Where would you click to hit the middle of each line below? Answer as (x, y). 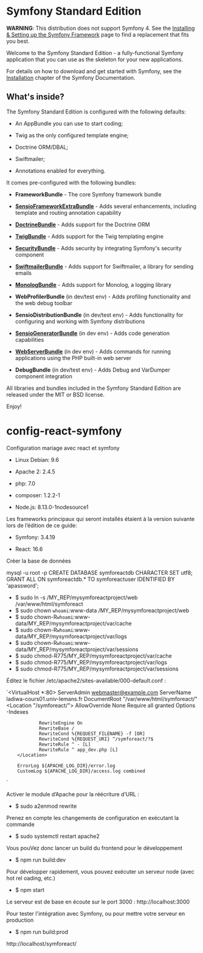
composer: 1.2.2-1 (38, 495)
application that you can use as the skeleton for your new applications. (95, 59)
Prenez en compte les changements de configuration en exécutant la (93, 818)
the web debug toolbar (44, 303)
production (20, 920)
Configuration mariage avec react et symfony (63, 448)
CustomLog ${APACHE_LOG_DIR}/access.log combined (81, 771)
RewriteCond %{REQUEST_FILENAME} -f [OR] (92, 733)
